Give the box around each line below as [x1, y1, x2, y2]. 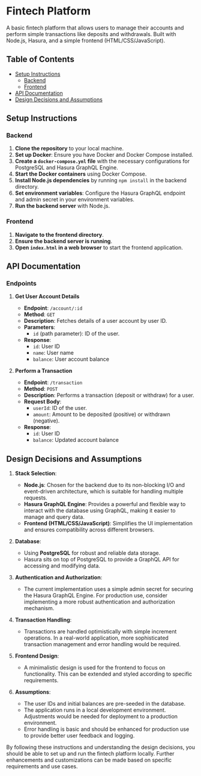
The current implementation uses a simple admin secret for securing [23, 585, 193, 593]
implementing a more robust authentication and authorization [23, 598, 175, 605]
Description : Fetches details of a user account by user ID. [23, 317, 167, 325]
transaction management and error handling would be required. [23, 641, 181, 648]
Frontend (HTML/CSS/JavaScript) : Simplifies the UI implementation [23, 520, 193, 527]
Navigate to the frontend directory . [14, 231, 104, 238]
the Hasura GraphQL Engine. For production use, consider [23, 592, 168, 599]
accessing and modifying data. [23, 562, 101, 569]
